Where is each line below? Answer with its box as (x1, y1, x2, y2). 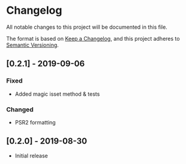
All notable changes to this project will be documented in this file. (6, 23, 168, 31)
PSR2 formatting (14, 119, 56, 126)
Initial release (14, 152, 48, 159)
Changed (6, 105, 34, 114)
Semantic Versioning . (6, 41, 59, 48)
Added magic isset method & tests (14, 90, 100, 98)
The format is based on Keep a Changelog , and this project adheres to (6, 35, 180, 42)
